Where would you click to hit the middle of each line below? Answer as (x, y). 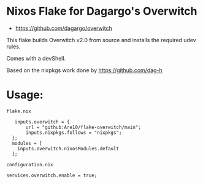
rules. (13, 46)
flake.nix (19, 111)
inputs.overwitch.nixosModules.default (68, 149)
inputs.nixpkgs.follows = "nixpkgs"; (74, 133)
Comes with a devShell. (36, 58)
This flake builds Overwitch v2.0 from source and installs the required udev (101, 40)
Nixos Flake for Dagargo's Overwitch (102, 11)
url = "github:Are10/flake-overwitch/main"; (83, 127)
